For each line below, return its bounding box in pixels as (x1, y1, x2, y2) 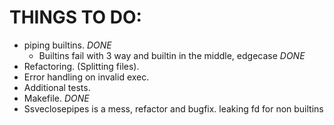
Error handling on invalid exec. (23, 71, 150, 83)
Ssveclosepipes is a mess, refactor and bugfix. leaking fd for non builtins (23, 102, 324, 115)
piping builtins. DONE (23, 39, 112, 51)
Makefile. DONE (23, 92, 90, 104)
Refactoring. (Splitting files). (23, 60, 140, 72)
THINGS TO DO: (9, 6, 142, 29)
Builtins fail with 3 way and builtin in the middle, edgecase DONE (38, 49, 306, 61)
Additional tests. (23, 81, 91, 93)
